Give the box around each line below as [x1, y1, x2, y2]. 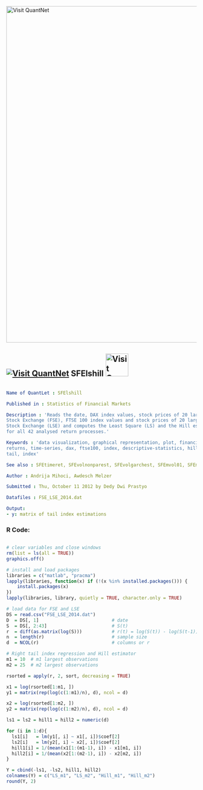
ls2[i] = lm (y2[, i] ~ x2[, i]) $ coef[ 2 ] [11, 739, 120, 745]
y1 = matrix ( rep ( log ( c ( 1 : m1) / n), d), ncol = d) [6, 689, 129, 695]
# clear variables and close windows [6, 544, 101, 551]
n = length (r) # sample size [6, 634, 147, 640]
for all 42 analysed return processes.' [6, 429, 110, 435]
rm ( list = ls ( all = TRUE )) [6, 551, 74, 557]
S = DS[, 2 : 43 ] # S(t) [6, 623, 129, 629]
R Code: [6, 525, 30, 534]
